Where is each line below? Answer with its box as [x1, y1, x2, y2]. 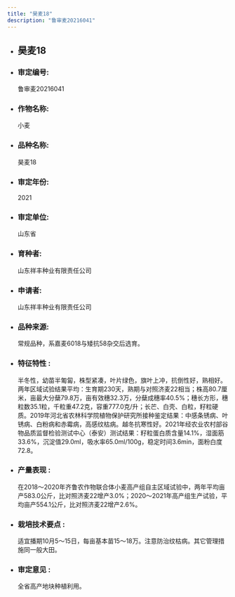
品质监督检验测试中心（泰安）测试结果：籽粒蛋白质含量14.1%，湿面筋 [23, 428, 224, 437]
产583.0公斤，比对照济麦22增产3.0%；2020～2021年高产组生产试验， [17, 491, 222, 499]
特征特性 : [17, 359, 51, 369]
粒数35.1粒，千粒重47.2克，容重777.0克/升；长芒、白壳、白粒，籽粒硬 [17, 402, 219, 411]
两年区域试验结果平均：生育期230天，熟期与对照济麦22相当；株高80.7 [17, 384, 222, 393]
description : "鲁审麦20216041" [7, 17, 96, 24]
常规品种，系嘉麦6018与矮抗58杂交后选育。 [17, 339, 144, 348]
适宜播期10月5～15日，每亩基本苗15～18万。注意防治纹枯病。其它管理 [17, 537, 219, 545]
